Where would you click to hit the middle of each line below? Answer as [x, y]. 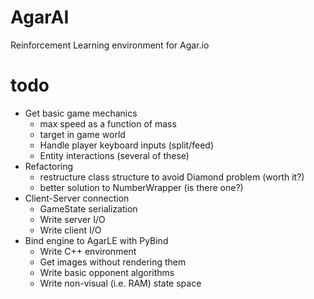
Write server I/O [72, 219]
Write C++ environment [88, 251]
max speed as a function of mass [108, 123]
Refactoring [49, 166]
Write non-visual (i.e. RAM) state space [120, 283]
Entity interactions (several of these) [114, 155]
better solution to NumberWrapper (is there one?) [141, 187]
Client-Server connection [77, 198]
